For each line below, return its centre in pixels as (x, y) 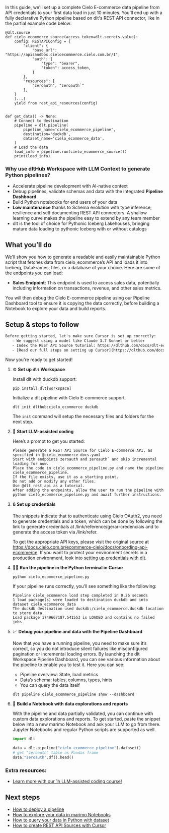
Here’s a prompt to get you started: (49, 441)
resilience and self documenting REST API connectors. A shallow (80, 213)
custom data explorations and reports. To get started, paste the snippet (86, 719)
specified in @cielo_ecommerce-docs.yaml (56, 455)
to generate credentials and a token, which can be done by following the (87, 521)
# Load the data (31, 147)
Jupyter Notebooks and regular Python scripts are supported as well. (84, 730)
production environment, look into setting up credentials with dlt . (79, 558)
